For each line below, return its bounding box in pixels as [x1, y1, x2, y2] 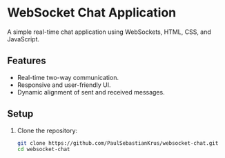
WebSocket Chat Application [7, 5, 177, 21]
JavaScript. [7, 34, 40, 43]
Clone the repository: [17, 126, 78, 135]
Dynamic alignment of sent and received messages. [17, 88, 165, 96]
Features [7, 55, 46, 67]
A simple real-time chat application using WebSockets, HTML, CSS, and [7, 28, 212, 36]
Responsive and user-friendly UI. [17, 81, 111, 89]
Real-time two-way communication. [17, 73, 119, 81]
